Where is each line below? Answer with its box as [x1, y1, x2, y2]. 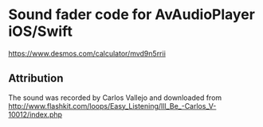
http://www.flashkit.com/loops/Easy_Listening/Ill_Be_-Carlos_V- [8, 101, 217, 110]
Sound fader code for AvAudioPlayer [8, 6, 255, 24]
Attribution [8, 71, 64, 85]
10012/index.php [8, 110, 62, 119]
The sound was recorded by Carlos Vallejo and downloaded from [8, 93, 222, 102]
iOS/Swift [8, 22, 73, 40]
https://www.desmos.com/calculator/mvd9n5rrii [8, 48, 166, 58]
